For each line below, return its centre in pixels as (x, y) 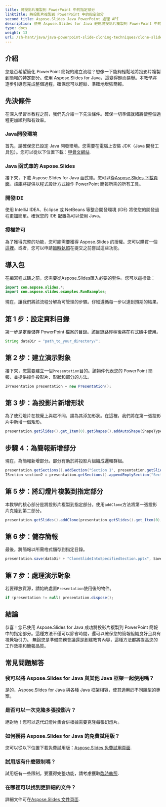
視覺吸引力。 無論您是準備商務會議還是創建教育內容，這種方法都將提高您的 (82, 640)
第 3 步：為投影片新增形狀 (44, 403)
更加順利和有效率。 (29, 120)
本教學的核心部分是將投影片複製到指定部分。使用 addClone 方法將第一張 (77, 504)
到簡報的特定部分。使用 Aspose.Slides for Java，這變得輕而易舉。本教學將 (81, 78)
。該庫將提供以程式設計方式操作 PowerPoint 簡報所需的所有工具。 (77, 184)
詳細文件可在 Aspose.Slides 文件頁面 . (42, 799)
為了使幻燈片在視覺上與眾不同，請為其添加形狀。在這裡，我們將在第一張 (79, 416)
